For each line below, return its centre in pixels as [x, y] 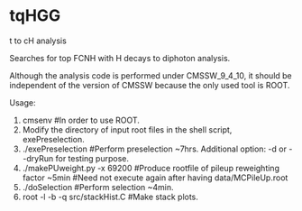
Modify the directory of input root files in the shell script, [127, 129]
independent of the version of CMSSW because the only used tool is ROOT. [150, 85]
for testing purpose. [92, 158]
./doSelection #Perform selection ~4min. [98, 187]
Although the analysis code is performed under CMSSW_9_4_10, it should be [151, 75]
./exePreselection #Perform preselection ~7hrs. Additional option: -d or [154, 149]
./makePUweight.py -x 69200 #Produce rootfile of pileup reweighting [151, 168]
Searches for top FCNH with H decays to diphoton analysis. [120, 58]
